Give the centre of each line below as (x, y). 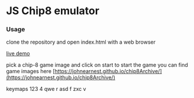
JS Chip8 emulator (53, 11)
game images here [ (30, 71)
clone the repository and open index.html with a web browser (81, 42)
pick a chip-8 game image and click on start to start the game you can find (97, 65)
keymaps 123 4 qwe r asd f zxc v (46, 89)
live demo (18, 54)
